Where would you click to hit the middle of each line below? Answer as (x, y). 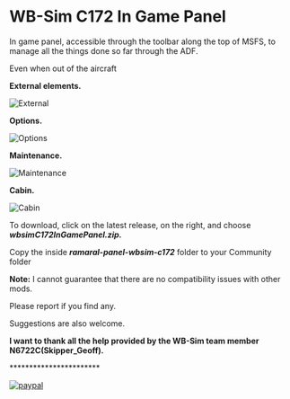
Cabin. (22, 190)
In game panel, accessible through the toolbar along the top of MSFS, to (143, 41)
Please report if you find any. (63, 306)
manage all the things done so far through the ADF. (104, 50)
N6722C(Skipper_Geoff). (57, 350)
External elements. (45, 85)
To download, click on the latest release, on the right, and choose (130, 225)
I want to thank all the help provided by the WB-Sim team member (134, 341)
